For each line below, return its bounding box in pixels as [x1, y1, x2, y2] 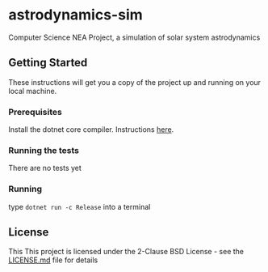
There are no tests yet [8, 164, 82, 173]
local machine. [8, 86, 57, 96]
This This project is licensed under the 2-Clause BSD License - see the [8, 247, 245, 257]
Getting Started [8, 56, 88, 70]
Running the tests [8, 144, 79, 155]
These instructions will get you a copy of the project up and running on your [8, 77, 261, 87]
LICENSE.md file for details [8, 255, 98, 265]
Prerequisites [8, 106, 62, 117]
